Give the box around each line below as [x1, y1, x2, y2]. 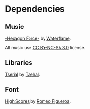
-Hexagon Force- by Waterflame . [5, 35, 71, 41]
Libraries [5, 59, 32, 67]
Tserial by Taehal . [5, 71, 40, 77]
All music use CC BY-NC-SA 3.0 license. [5, 45, 86, 50]
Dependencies [5, 3, 65, 14]
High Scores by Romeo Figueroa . [5, 98, 71, 104]
